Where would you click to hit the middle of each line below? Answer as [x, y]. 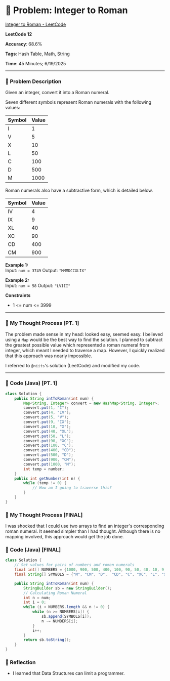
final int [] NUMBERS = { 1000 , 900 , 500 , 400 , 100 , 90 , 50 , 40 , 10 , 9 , [90, 570]
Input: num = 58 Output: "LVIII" [38, 286]
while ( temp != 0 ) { [45, 483]
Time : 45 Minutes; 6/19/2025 [36, 63]
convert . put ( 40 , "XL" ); [48, 431]
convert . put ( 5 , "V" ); [46, 417]
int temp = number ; [44, 469]
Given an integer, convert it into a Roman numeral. [57, 93]
